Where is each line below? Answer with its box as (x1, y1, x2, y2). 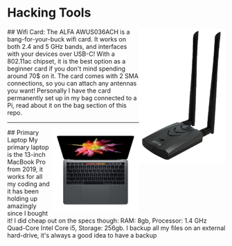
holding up (7, 194, 38, 202)
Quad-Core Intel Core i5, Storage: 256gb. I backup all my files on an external (7, 223, 226, 232)
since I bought (7, 209, 48, 217)
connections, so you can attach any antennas (7, 79, 137, 87)
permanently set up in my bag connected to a (7, 93, 137, 102)
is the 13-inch (7, 150, 46, 158)
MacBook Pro (7, 158, 46, 166)
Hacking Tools (7, 5, 91, 21)
